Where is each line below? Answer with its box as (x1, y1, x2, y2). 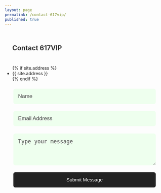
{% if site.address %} (12, 65, 57, 71)
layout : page (5, 7, 32, 13)
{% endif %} (12, 76, 38, 82)
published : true (5, 17, 39, 22)
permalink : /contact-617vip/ (5, 12, 66, 17)
